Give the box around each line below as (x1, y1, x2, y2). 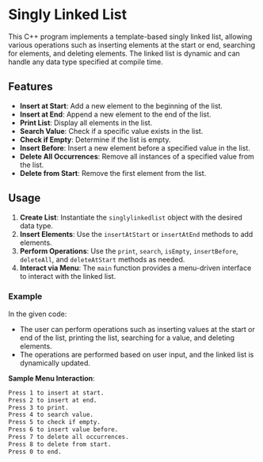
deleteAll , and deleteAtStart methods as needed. (19, 254, 185, 264)
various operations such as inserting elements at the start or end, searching (8, 40, 256, 49)
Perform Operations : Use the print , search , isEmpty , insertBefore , (19, 246, 239, 255)
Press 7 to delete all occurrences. (8, 433, 129, 441)
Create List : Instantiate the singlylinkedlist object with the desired (19, 212, 243, 222)
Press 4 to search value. (8, 410, 93, 419)
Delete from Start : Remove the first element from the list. (19, 168, 207, 178)
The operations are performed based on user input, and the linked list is (19, 349, 254, 359)
